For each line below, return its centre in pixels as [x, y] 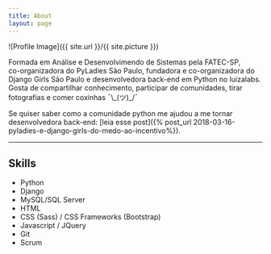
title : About [30, 16]
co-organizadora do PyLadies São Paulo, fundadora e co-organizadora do [132, 70]
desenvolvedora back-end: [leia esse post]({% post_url [100, 122]
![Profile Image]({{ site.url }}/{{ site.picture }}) [83, 46]
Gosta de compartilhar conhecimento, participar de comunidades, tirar [126, 87]
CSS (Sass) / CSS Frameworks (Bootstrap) [90, 217]
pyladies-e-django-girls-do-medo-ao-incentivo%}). [95, 131]
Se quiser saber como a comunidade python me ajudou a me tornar [121, 113]
